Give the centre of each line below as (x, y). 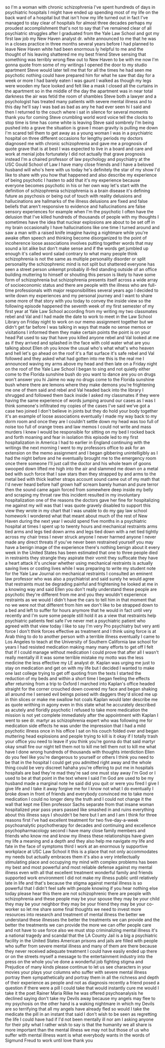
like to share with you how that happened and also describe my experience (81, 175)
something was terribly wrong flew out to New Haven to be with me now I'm (82, 59)
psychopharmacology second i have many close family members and (75, 831)
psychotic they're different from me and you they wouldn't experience (76, 595)
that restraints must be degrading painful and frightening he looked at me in (82, 584)
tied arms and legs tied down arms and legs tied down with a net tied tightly (82, 532)
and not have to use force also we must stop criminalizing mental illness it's (82, 930)
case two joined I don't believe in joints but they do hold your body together (82, 411)
